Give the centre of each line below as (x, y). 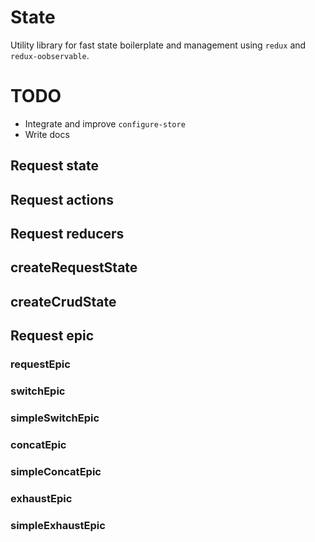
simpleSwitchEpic (55, 418)
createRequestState (74, 267)
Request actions (62, 199)
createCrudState (63, 301)
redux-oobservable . (50, 55)
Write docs (47, 134)
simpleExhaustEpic (58, 525)
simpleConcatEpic (56, 471)
